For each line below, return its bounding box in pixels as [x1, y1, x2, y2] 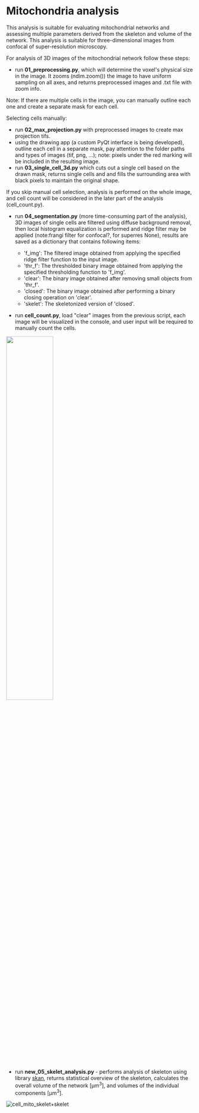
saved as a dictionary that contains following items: [14, 237, 141, 245]
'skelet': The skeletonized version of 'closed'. [23, 300, 135, 307]
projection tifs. [14, 132, 51, 140]
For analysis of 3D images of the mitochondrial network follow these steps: [6, 54, 190, 61]
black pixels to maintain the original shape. [14, 177, 120, 184]
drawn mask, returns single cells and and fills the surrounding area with [14, 170, 191, 177]
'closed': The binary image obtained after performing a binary [23, 287, 176, 295]
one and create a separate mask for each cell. [6, 103, 119, 110]
